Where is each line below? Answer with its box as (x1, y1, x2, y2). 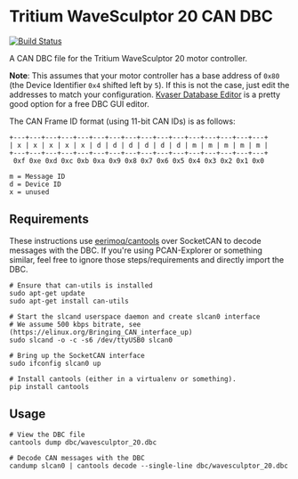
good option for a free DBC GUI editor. (9, 98, 149, 109)
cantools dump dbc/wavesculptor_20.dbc (9, 438, 157, 447)
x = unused (9, 187, 50, 197)
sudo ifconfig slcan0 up (9, 359, 101, 368)
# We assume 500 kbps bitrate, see (9, 320, 141, 329)
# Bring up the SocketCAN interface (9, 351, 145, 360)
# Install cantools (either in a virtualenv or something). (9, 374, 238, 384)
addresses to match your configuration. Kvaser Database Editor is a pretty (9, 89, 281, 100)
